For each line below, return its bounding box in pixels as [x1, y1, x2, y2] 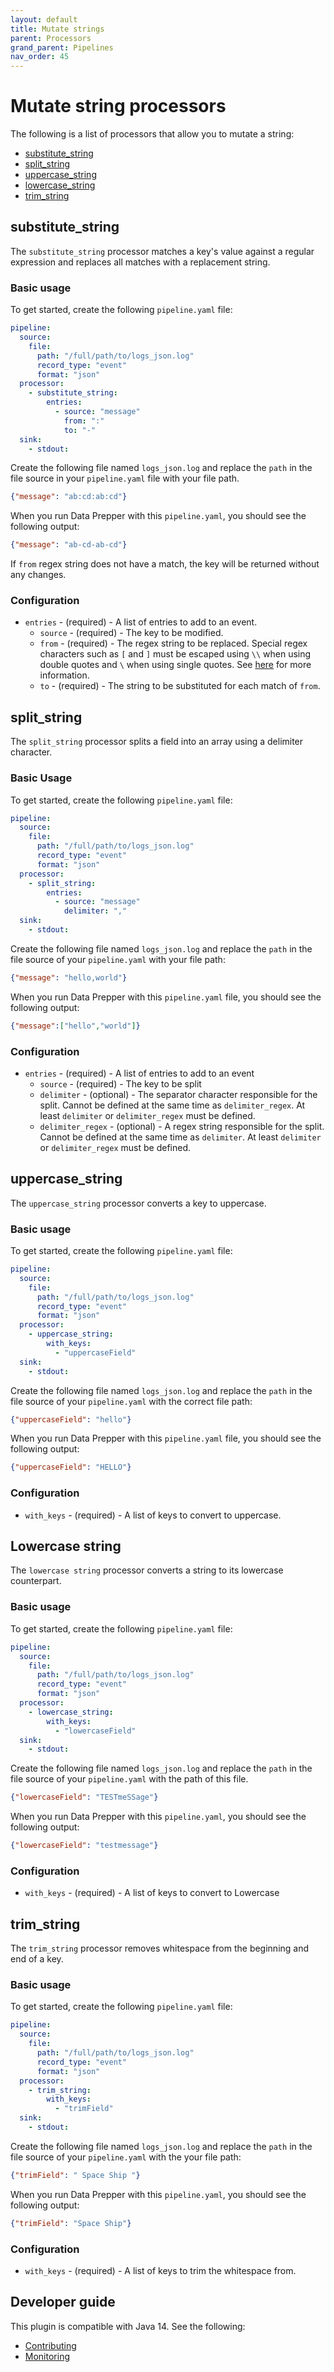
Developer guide [10, 2294, 116, 2311]
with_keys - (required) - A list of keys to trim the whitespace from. [24, 2264, 297, 2276]
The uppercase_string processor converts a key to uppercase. [10, 1197, 267, 1209]
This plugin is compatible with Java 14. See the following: [10, 2320, 246, 2332]
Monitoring [24, 2350, 70, 2362]
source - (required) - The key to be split [39, 1078, 202, 1090]
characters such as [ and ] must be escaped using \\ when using [39, 648, 312, 660]
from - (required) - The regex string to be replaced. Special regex [39, 637, 308, 650]
